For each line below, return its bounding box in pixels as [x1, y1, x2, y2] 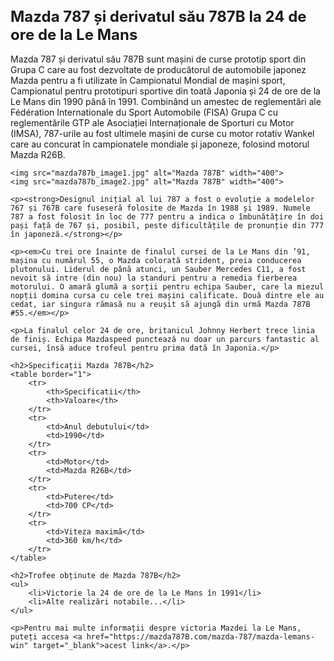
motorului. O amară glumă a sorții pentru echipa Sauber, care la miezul [10, 281, 325, 292]
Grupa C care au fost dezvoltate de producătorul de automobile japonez [10, 63, 307, 75]
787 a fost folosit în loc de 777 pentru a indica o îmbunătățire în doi [10, 211, 325, 222]
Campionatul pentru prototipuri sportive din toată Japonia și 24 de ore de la [10, 85, 321, 97]
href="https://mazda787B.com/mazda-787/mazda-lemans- [86, 631, 315, 642]
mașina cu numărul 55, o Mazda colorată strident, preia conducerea [10, 255, 302, 265]
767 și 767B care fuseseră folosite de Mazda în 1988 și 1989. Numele [10, 203, 311, 213]
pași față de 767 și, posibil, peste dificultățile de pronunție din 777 [10, 220, 325, 230]
